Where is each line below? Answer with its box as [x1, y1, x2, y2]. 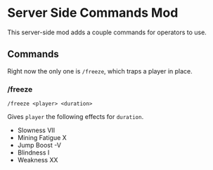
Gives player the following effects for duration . [7, 113, 144, 121]
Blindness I [17, 148, 50, 157]
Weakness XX [17, 156, 58, 164]
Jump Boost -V [17, 141, 62, 150]
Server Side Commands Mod [7, 5, 179, 21]
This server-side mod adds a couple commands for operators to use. [7, 28, 207, 36]
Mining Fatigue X [17, 134, 67, 142]
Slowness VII [17, 126, 56, 134]
